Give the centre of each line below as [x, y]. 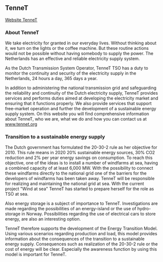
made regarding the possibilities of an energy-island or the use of [71, 209]
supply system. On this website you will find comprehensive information [77, 114]
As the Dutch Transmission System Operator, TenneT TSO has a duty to [77, 68]
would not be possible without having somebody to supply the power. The [79, 54]
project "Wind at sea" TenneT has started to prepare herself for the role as [80, 189]
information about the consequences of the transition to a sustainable [75, 239]
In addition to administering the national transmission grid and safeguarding [81, 88]
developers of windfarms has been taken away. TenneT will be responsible [80, 179]
